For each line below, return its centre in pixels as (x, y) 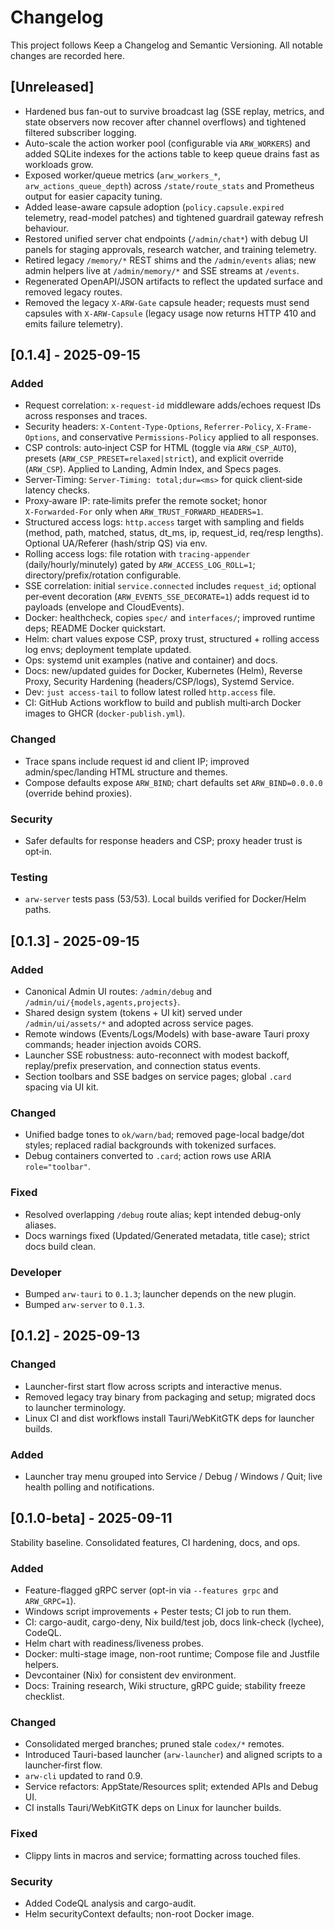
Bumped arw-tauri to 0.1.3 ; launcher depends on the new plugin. (160, 1293)
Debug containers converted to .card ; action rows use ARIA (148, 1156)
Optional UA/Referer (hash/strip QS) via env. (116, 543)
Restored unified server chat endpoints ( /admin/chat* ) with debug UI (166, 238)
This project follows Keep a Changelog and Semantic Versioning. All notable (166, 45)
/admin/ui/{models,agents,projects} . (102, 1002)
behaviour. (46, 228)
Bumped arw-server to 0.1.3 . (84, 1304)
